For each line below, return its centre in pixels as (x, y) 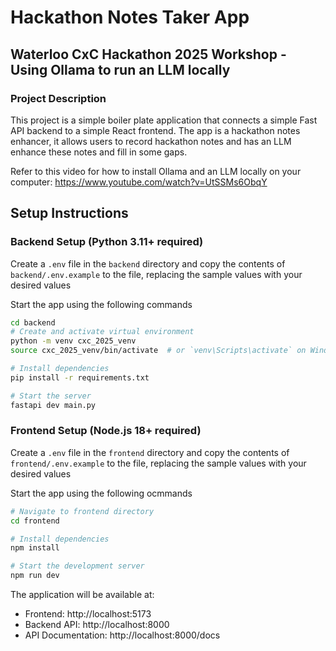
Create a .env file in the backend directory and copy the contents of (148, 263)
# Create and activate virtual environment (102, 332)
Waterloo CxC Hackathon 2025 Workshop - (148, 54)
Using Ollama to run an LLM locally (120, 69)
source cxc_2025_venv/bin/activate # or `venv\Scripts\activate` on (158, 351)
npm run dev (35, 576)
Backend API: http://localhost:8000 (97, 625)
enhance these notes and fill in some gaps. (99, 152)
